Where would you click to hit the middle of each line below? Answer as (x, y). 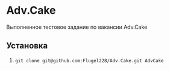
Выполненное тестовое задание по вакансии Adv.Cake (77, 27)
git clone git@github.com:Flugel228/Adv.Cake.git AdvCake (89, 60)
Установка (27, 46)
